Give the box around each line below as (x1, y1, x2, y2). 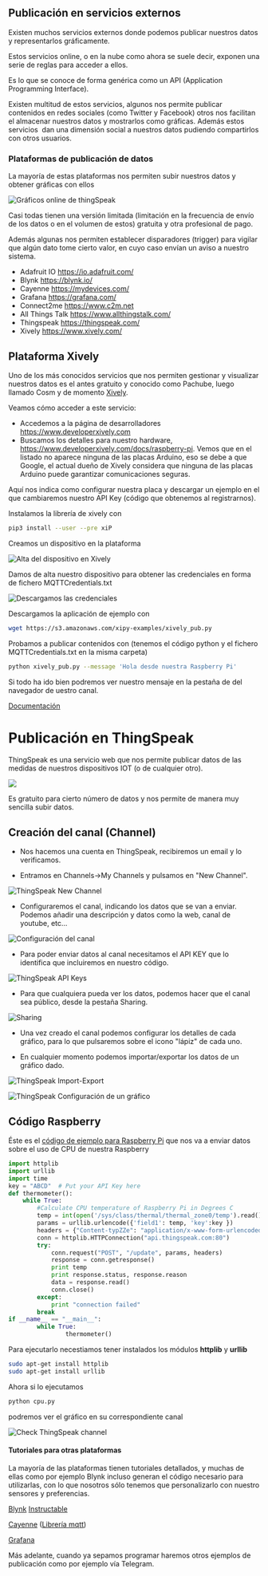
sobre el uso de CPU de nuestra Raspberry (8, 1145, 149, 1154)
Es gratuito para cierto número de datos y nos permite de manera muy (8, 794, 239, 804)
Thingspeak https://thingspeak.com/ (19, 318, 140, 328)
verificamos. (19, 855, 61, 865)
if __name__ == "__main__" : (8, 1315, 102, 1323)
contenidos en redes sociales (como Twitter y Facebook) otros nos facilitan (8, 108, 256, 117)
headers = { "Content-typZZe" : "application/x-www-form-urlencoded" (37, 1226, 266, 1235)
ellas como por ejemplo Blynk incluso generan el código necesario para (8, 1472, 243, 1481)
